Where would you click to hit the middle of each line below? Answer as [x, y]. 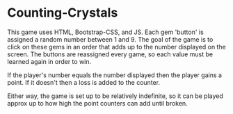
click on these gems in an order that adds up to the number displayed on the [116, 47]
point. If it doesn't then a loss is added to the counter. [84, 82]
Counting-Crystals [63, 13]
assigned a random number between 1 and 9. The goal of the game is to [110, 39]
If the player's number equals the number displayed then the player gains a [115, 75]
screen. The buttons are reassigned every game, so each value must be [110, 54]
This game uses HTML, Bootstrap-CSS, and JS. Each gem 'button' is [105, 32]
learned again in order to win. [49, 61]
